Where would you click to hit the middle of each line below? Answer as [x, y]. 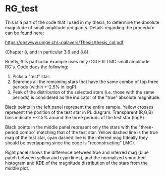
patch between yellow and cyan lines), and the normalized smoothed [76, 157]
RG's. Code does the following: [37, 67]
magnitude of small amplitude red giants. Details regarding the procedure [80, 27]
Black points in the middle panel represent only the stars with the [71, 127]
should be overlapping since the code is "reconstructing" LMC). [70, 143]
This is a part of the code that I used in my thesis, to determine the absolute [82, 22]
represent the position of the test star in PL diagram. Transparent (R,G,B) [79, 112]
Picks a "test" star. [31, 76]
